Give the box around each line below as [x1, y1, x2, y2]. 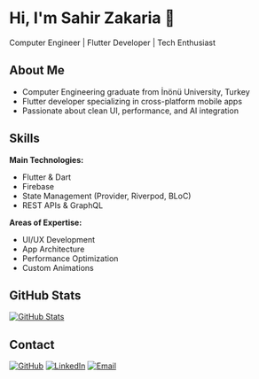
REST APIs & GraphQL [21, 199, 104, 211]
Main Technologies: [9, 154, 84, 165]
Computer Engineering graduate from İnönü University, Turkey [21, 86, 250, 97]
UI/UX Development [21, 234, 96, 244]
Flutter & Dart [21, 172, 72, 182]
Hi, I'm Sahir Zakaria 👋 [9, 8, 176, 28]
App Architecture [21, 244, 85, 254]
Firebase [21, 181, 55, 191]
